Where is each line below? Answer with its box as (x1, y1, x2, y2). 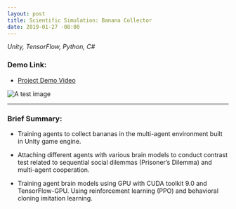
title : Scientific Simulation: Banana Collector (7, 17, 152, 24)
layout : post (7, 10, 46, 18)
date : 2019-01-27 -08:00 (7, 23, 80, 30)
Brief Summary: (7, 114, 63, 123)
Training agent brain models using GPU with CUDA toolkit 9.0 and (17, 179, 207, 187)
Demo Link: (7, 60, 47, 70)
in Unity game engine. (17, 137, 81, 145)
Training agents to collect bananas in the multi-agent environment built (17, 129, 223, 137)
